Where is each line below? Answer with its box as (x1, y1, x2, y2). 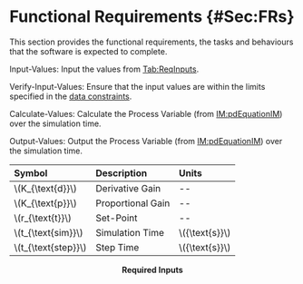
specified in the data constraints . (9, 91, 132, 102)
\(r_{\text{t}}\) (14, 211, 73, 224)
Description (95, 166, 148, 179)
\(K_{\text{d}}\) (14, 181, 77, 194)
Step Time (95, 240, 140, 253)
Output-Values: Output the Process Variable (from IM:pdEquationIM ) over (9, 135, 283, 146)
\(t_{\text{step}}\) (14, 240, 87, 253)
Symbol (14, 166, 48, 179)
